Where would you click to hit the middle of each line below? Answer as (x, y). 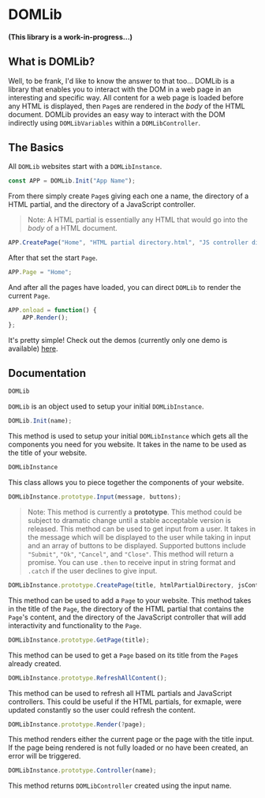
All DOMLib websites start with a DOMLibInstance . (85, 167)
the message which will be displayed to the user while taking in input (139, 537)
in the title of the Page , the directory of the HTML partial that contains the (126, 608)
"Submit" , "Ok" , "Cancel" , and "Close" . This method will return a (131, 554)
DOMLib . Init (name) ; (40, 421)
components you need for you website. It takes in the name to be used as (127, 445)
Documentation (47, 373)
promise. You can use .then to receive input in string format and (132, 562)
